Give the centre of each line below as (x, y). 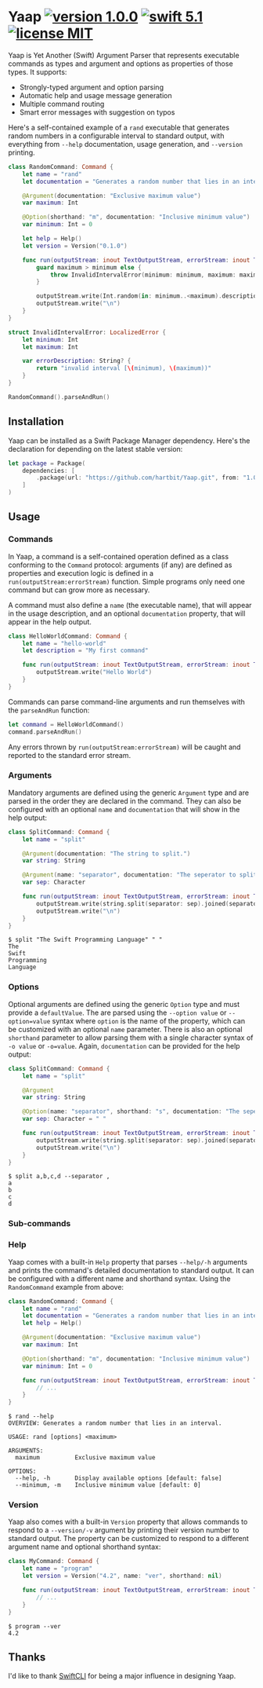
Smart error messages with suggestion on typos (97, 112)
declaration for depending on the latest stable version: (95, 449)
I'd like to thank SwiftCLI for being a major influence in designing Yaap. (122, 1676)
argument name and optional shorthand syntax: (85, 1547)
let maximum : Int (50, 347)
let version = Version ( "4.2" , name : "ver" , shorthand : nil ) (122, 1576)
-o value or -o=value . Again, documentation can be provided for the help (124, 1045)
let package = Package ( (47, 463)
